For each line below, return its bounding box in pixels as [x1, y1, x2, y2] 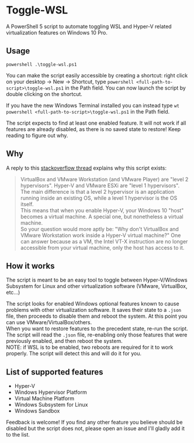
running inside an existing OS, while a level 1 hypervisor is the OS [20, 194, 178, 201]
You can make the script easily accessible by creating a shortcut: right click [6, 71, 188, 79]
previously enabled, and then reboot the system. [6, 338, 123, 345]
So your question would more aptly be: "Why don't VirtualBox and [20, 225, 179, 232]
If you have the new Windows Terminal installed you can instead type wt [6, 102, 180, 109]
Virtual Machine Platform [14, 395, 75, 402]
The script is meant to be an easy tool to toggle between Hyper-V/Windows [6, 276, 188, 284]
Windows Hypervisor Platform [14, 389, 87, 396]
